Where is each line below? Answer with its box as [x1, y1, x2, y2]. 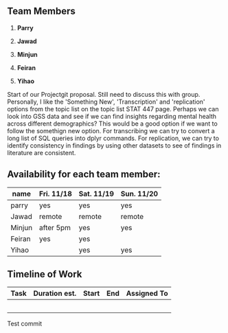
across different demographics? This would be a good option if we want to [7, 119, 218, 128]
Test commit [7, 319, 43, 328]
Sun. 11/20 [120, 189, 159, 198]
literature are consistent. [7, 148, 76, 157]
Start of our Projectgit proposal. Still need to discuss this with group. [7, 90, 201, 98]
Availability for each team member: [7, 168, 161, 181]
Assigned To [126, 288, 168, 298]
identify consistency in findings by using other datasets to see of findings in [7, 141, 222, 150]
